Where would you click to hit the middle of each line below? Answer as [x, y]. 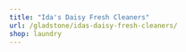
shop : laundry [36, 33]
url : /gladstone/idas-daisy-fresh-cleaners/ [93, 26]
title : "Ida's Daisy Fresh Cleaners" [80, 17]
